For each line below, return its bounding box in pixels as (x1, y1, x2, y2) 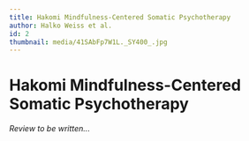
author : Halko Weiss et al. (9, 21, 113, 30)
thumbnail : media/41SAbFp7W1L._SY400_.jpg (9, 37, 168, 47)
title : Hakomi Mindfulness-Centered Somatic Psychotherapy (9, 12, 231, 22)
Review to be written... (9, 123, 91, 134)
